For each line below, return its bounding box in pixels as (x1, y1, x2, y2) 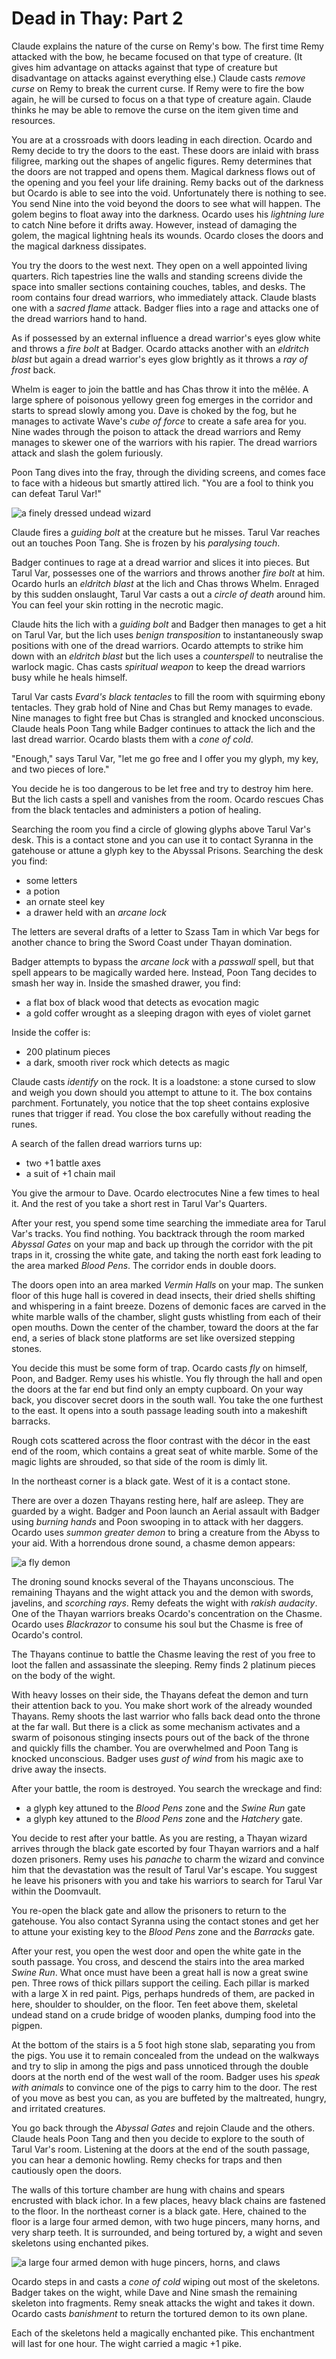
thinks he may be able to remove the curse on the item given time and (11, 103, 299, 116)
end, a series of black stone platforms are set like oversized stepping (11, 1332, 296, 1344)
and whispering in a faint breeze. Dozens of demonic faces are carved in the (11, 1300, 327, 1312)
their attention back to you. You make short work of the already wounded (11, 1699, 313, 1711)
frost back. (11, 363, 56, 376)
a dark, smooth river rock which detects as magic (25, 1056, 230, 1068)
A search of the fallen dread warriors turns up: (11, 1137, 203, 1149)
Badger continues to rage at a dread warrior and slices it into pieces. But (11, 556, 310, 568)
